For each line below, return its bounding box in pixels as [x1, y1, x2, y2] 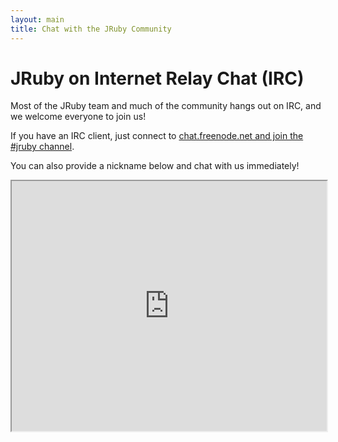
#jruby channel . [10, 141, 75, 153]
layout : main [10, 14, 65, 25]
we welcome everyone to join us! [10, 111, 147, 123]
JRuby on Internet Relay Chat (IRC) [10, 67, 305, 90]
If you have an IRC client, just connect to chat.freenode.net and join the [10, 130, 304, 142]
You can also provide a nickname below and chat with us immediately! [10, 160, 300, 172]
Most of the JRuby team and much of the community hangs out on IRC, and [10, 100, 322, 112]
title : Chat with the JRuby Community [10, 24, 172, 34]
